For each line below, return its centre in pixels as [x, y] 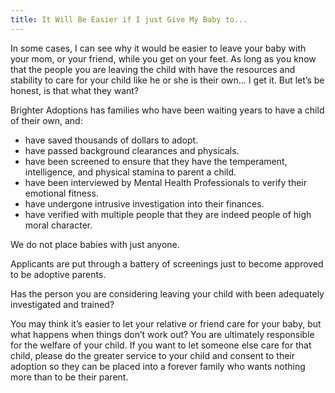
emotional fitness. [61, 193]
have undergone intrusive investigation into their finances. [144, 203]
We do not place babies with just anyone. [95, 244]
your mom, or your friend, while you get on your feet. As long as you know [163, 58]
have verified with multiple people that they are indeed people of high [168, 214]
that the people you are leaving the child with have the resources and [153, 69]
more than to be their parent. [69, 377]
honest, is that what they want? [74, 90]
